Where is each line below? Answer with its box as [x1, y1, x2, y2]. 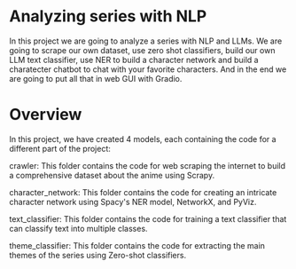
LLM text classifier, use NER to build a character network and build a [9, 54, 259, 65]
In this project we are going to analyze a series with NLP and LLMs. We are [9, 36, 283, 46]
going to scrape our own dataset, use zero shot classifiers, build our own [9, 44, 276, 55]
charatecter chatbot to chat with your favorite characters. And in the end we [9, 64, 287, 75]
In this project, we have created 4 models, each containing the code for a [9, 133, 277, 144]
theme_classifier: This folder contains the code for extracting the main [9, 240, 266, 250]
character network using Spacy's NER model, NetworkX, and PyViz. [9, 196, 257, 207]
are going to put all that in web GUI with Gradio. [9, 73, 183, 83]
